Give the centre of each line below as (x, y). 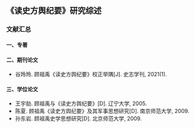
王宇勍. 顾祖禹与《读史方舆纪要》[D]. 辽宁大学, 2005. (81, 103)
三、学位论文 (22, 89)
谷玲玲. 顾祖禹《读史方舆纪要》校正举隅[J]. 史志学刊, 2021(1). (91, 75)
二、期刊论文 (22, 59)
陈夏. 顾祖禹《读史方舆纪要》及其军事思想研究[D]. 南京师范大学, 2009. (102, 111)
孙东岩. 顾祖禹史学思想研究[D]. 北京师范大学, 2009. (78, 118)
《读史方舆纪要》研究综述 (54, 11)
